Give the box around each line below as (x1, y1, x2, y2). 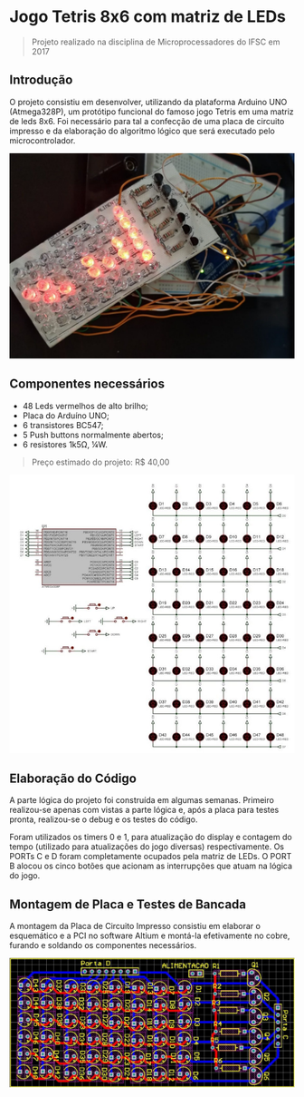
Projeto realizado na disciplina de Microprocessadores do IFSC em (31, 36, 280, 47)
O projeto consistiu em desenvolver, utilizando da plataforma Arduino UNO (9, 96, 288, 107)
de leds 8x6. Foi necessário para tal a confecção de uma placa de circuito (9, 115, 285, 126)
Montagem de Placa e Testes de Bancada (9, 896, 247, 912)
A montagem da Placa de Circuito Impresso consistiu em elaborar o (9, 921, 261, 932)
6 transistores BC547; (22, 419, 104, 430)
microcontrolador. (9, 134, 76, 146)
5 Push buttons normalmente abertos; (22, 429, 165, 440)
